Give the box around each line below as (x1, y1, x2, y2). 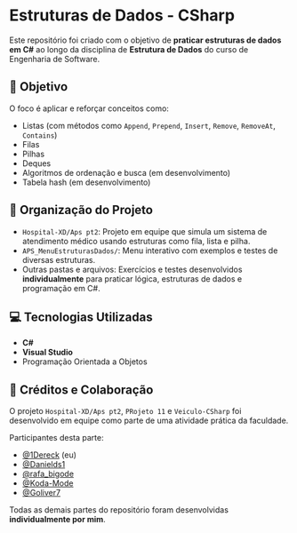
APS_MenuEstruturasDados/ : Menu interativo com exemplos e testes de (21, 245, 278, 256)
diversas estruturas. (21, 254, 96, 265)
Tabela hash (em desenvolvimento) (21, 177, 151, 187)
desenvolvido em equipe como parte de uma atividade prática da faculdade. (9, 415, 289, 426)
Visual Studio (21, 347, 74, 358)
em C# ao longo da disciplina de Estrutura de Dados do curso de (9, 44, 249, 54)
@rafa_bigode (21, 468, 74, 480)
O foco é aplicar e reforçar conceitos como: (9, 103, 169, 114)
